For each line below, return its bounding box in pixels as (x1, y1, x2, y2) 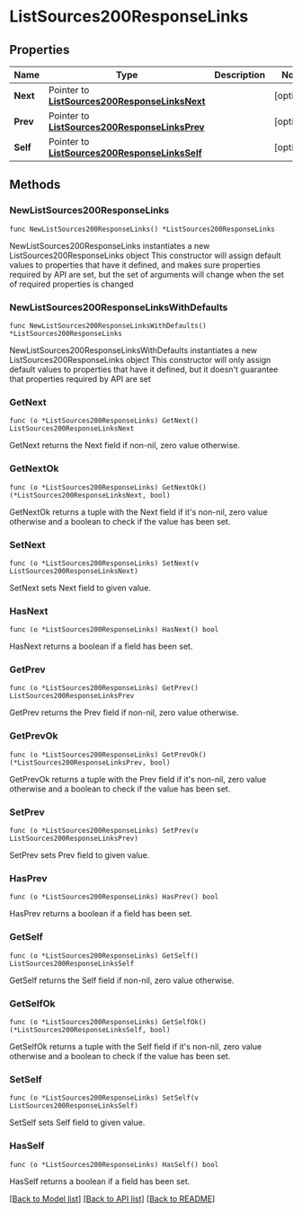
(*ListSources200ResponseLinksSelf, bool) (9, 1025, 171, 1034)
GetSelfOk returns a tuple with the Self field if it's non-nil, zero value (9, 1040, 262, 1052)
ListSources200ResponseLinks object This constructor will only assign (9, 354, 271, 365)
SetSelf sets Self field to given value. (9, 1117, 146, 1128)
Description (214, 69, 266, 81)
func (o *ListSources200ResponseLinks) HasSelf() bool (9, 1160, 219, 1169)
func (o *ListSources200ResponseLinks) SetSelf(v (9, 1093, 200, 1102)
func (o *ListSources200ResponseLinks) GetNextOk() (9, 482, 207, 491)
